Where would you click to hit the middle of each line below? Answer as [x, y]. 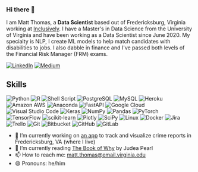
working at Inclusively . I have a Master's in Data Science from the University [99, 29]
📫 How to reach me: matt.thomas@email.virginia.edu [80, 155]
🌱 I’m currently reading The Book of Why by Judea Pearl [84, 148]
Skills [16, 84]
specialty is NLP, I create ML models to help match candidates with [88, 42]
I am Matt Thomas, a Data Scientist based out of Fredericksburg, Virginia [96, 23]
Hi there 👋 [21, 10]
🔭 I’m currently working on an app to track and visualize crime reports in [103, 136]
